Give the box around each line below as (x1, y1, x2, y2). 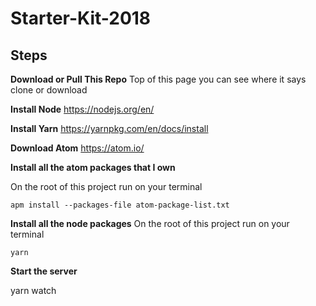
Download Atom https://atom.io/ (10, 142, 145, 154)
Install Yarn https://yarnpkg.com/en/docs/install (10, 123, 209, 134)
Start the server (10, 265, 78, 277)
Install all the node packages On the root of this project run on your (10, 218, 290, 229)
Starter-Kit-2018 (10, 7, 152, 30)
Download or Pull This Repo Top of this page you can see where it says (10, 73, 307, 85)
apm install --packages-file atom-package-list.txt (10, 200, 230, 210)
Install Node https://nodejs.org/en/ (10, 103, 155, 115)
